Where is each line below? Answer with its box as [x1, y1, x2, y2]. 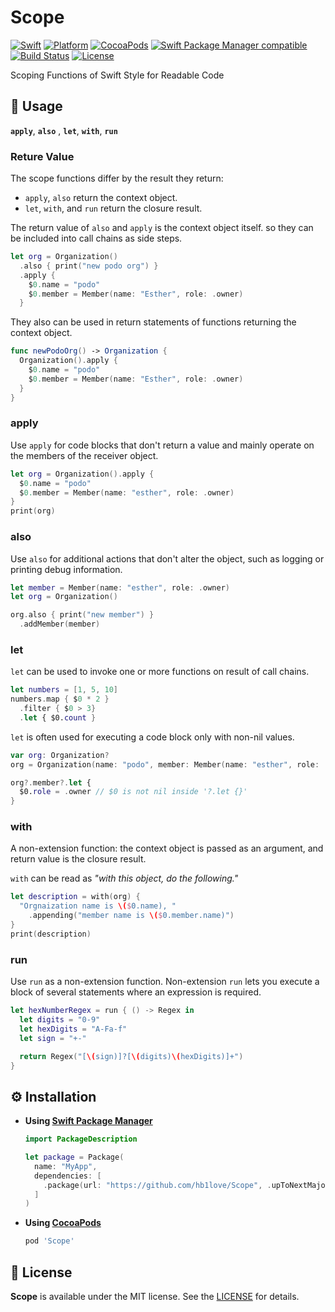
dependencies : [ [34, 1171, 102, 1181]
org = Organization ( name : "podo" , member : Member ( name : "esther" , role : [10, 759, 320, 770]
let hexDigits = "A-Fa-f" [19, 1024, 128, 1034]
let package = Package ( [24, 1152, 125, 1163]
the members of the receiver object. [10, 449, 159, 461]
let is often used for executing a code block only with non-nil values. [10, 731, 295, 743]
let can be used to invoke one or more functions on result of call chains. [10, 666, 310, 678]
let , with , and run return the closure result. [24, 202, 203, 215]
